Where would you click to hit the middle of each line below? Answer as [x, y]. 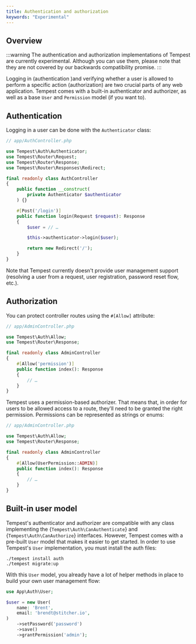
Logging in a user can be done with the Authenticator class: [78, 130]
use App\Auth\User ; [30, 591]
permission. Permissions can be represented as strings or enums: [85, 415]
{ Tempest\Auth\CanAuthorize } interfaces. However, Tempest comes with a [94, 535]
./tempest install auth [35, 558]
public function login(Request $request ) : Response [81, 216]
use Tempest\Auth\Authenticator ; [47, 151]
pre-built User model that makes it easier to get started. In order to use [91, 541]
